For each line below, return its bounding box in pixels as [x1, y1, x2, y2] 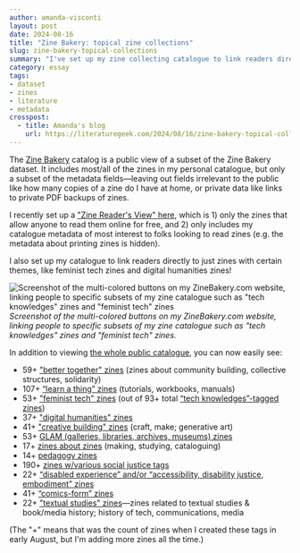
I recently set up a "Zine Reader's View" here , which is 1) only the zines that [9, 209, 287, 220]
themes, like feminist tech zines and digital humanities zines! [9, 265, 232, 276]
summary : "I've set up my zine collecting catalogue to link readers [9, 55, 274, 64]
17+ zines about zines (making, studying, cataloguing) [21, 440, 221, 451]
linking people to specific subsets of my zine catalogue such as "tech [9, 319, 266, 331]
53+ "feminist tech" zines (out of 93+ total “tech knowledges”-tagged [21, 393, 279, 404]
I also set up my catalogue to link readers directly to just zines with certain [9, 255, 283, 266]
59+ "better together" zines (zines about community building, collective [21, 364, 287, 375]
